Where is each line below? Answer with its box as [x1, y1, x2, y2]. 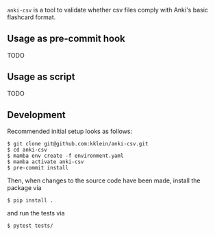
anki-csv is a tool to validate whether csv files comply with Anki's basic [7, 6, 209, 14]
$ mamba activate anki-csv [7, 158, 84, 165]
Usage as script [7, 71, 75, 83]
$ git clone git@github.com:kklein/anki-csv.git [7, 141, 149, 147]
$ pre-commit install [7, 165, 69, 172]
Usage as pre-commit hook [7, 33, 125, 45]
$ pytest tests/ [7, 222, 53, 229]
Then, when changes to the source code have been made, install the [7, 176, 201, 185]
